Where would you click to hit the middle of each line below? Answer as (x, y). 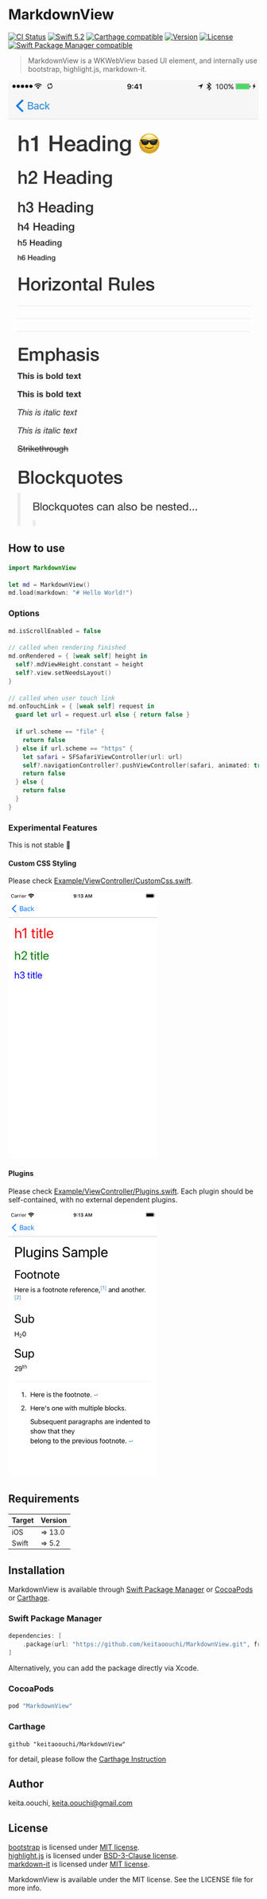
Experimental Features (53, 827)
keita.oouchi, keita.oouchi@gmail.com (71, 1803)
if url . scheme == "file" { (60, 732)
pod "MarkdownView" (41, 1706)
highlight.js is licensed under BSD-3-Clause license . (93, 1856)
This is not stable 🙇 (40, 845)
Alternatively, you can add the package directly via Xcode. (104, 1668)
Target (23, 1520)
